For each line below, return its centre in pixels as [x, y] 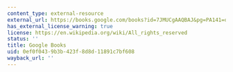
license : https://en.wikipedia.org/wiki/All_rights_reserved [97, 33]
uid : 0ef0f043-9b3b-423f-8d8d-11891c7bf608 [71, 52]
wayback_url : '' [31, 58]
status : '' [23, 39]
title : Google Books [37, 45]
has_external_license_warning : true [60, 26]
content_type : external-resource [55, 13]
